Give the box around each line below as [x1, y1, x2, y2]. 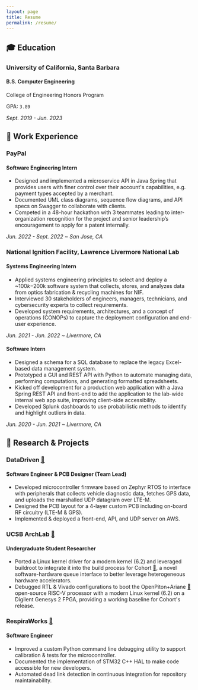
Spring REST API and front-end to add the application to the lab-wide [14, 390, 184, 397]
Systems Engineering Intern [6, 262, 76, 269]
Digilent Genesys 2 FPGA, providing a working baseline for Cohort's [14, 596, 181, 603]
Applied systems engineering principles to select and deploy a [14, 276, 167, 283]
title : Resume [6, 14, 41, 20]
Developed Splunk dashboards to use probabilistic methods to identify [14, 403, 187, 410]
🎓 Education [6, 42, 56, 52]
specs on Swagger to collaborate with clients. [14, 203, 126, 210]
